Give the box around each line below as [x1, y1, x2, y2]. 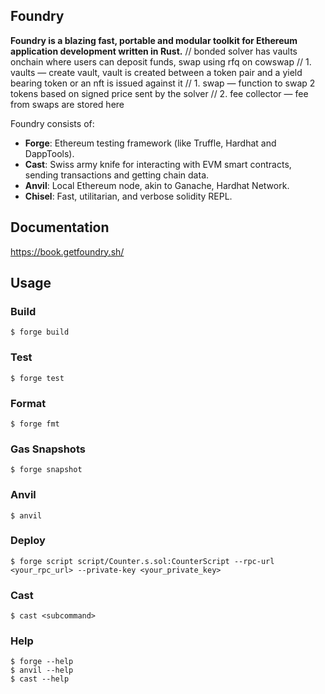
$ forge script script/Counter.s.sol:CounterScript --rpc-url [10, 556, 275, 566]
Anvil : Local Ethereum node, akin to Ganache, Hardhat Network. [24, 179, 290, 191]
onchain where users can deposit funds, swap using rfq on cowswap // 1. [10, 55, 312, 68]
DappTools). [24, 147, 75, 159]
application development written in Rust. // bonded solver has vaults [10, 45, 298, 57]
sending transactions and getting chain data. [24, 169, 210, 181]
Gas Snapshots [10, 442, 86, 456]
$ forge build [10, 327, 70, 338]
